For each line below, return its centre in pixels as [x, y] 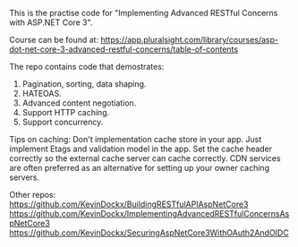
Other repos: [33, 195]
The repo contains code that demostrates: [87, 67]
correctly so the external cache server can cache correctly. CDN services [145, 158]
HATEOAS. [42, 94]
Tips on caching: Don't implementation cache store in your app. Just [136, 139]
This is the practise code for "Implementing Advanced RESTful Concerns [144, 13]
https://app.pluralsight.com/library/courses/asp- [190, 40]
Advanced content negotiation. [79, 103]
